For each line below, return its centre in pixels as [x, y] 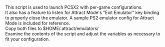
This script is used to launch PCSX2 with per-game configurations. [74, 7]
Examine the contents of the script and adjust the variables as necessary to [83, 34]
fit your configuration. [27, 39]
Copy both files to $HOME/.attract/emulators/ [52, 28]
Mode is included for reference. [38, 23]
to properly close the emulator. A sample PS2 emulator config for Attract [79, 18]
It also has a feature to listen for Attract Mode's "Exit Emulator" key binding [82, 12]
